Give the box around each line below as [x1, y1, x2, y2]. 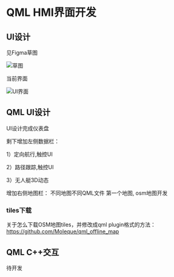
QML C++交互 [6, 247, 59, 258]
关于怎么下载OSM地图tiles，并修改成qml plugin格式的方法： [6, 221, 156, 228]
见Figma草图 [6, 49, 38, 56]
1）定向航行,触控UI [6, 150, 53, 158]
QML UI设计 [6, 107, 50, 117]
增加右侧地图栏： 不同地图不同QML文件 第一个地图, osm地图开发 [6, 189, 168, 197]
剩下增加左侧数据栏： [6, 138, 59, 145]
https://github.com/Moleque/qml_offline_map [6, 228, 119, 235]
